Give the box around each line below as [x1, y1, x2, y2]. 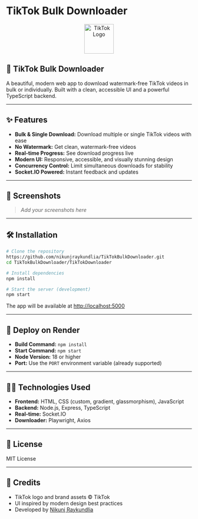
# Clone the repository [6, 249, 65, 254]
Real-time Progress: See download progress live [14, 149, 134, 156]
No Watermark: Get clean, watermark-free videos [14, 143, 137, 150]
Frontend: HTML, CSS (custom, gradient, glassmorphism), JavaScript [14, 397, 184, 405]
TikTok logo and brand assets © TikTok [14, 493, 110, 500]
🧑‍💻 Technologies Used [6, 382, 91, 392]
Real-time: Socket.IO [14, 410, 67, 417]
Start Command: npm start [14, 347, 81, 354]
